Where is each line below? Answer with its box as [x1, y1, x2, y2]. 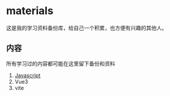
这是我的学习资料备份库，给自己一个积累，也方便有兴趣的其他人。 [6, 24, 167, 31]
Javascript [14, 72, 41, 79]
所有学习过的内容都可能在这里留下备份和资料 [6, 60, 116, 67]
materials [6, 4, 54, 18]
